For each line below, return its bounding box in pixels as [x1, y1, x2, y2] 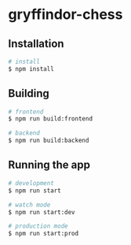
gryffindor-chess [8, 6, 123, 24]
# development [8, 179, 55, 187]
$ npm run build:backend [8, 136, 89, 145]
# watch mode [8, 201, 51, 209]
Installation [8, 37, 64, 50]
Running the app [8, 158, 90, 172]
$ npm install [8, 65, 55, 72]
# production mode [8, 222, 68, 230]
